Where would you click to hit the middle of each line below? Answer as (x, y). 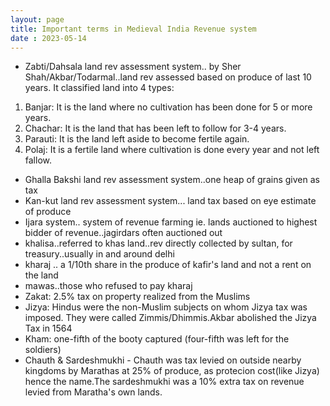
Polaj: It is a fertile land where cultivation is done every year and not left (172, 150)
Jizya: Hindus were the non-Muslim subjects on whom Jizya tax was (166, 307)
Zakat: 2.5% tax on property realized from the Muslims (137, 297)
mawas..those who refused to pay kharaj (108, 286)
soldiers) (43, 350)
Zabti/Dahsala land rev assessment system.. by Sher (133, 67)
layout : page (37, 19)
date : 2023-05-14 (48, 38)
